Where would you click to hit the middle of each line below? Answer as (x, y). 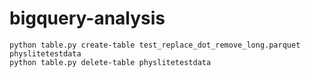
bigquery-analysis (87, 18)
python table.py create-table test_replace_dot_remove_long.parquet (155, 45)
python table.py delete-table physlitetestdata (110, 62)
